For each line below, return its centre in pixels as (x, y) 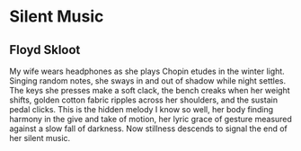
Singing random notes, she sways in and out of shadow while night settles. (148, 81)
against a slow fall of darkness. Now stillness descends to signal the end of (148, 129)
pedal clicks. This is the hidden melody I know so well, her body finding (142, 109)
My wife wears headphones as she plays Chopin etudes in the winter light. (147, 71)
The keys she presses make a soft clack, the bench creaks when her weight (150, 90)
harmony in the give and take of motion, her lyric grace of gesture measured (150, 119)
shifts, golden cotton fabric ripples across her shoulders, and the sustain (144, 100)
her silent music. (40, 138)
